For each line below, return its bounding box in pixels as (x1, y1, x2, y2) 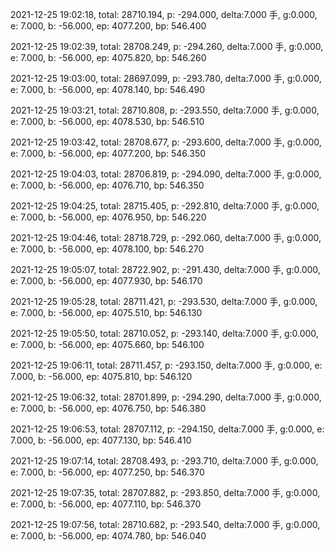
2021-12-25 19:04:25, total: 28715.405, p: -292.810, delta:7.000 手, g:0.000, (10, 200, 320, 212)
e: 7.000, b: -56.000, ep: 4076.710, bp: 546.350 (10, 179, 205, 191)
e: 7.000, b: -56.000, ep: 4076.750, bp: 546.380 (10, 403, 207, 414)
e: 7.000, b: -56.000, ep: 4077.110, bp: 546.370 (10, 498, 202, 510)
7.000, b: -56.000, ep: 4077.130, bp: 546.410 (10, 434, 192, 446)
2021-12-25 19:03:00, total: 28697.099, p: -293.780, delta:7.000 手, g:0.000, (10, 73, 322, 84)
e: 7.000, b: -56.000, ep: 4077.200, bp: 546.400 (10, 20, 207, 32)
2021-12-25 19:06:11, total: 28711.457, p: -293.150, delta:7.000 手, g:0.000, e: (10, 359, 323, 371)
